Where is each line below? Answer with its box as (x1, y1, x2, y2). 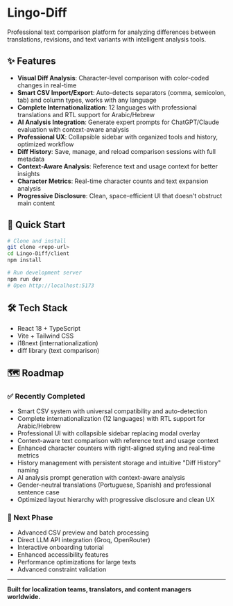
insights (17, 169, 40, 178)
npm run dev (7, 275, 42, 282)
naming (17, 466, 40, 474)
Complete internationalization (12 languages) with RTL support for (17, 415, 206, 423)
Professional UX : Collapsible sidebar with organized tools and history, (17, 132, 218, 141)
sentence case (17, 488, 60, 496)
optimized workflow (17, 140, 74, 148)
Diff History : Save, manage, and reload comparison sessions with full (17, 147, 216, 155)
